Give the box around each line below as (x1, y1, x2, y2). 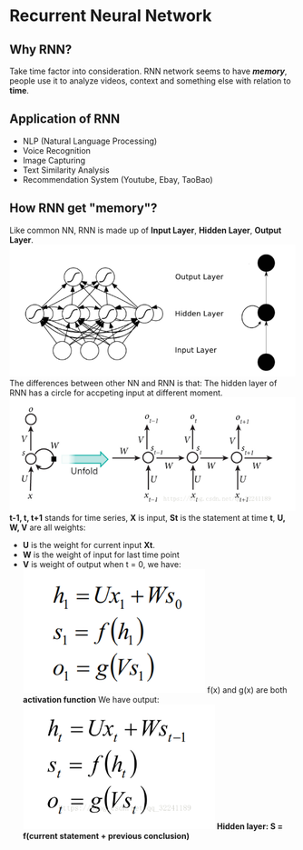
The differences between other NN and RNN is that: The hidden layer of (9, 377, 278, 388)
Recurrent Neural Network (9, 5, 212, 26)
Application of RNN (9, 111, 121, 127)
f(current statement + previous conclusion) (22, 830, 191, 841)
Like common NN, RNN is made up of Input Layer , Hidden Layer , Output (9, 225, 282, 235)
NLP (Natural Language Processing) (22, 135, 158, 146)
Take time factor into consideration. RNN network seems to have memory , (9, 65, 288, 76)
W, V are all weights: (9, 522, 86, 533)
